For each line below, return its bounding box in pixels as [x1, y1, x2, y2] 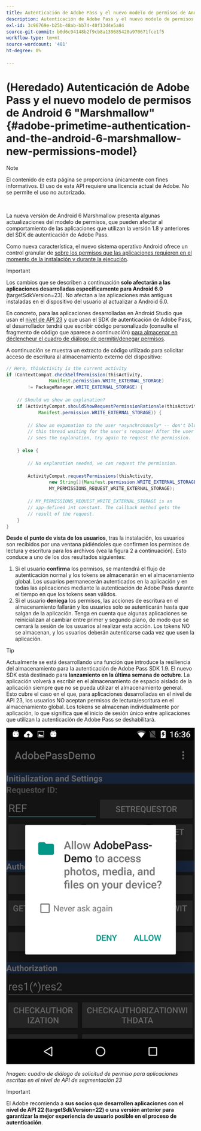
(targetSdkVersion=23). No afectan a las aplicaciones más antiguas [6, 291, 172, 298]
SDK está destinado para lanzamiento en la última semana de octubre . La [6, 671, 190, 678]
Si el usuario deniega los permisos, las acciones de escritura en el [14, 597, 179, 605]
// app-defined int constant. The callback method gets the [28, 504, 181, 510]
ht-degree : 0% [6, 48, 42, 54]
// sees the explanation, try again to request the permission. [28, 435, 191, 441]
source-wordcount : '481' [6, 41, 68, 47]
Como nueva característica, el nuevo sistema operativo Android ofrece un [6, 243, 188, 250]
